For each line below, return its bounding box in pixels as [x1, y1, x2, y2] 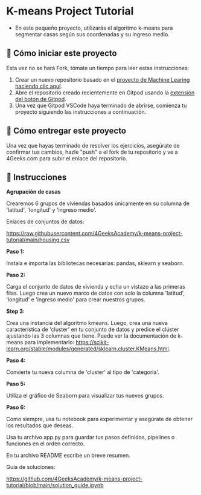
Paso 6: [6, 404, 26, 411]
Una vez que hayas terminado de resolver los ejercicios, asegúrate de [6, 142, 180, 149]
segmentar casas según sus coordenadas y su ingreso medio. [14, 30, 170, 38]
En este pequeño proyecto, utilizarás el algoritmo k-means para [14, 24, 173, 31]
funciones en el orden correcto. [6, 440, 85, 447]
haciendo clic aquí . [14, 82, 62, 90]
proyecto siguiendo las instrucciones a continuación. [14, 108, 147, 116]
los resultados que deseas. [6, 422, 74, 429]
